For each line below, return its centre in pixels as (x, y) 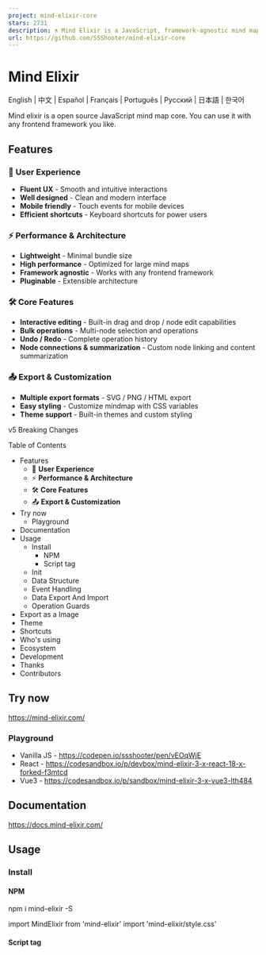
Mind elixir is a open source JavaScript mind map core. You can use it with (130, 116)
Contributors (40, 673)
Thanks (32, 664)
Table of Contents (38, 445)
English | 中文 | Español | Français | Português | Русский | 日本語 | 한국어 (127, 100)
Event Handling (56, 589)
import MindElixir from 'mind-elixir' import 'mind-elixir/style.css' (112, 924)
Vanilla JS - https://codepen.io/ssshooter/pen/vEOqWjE (110, 755)
